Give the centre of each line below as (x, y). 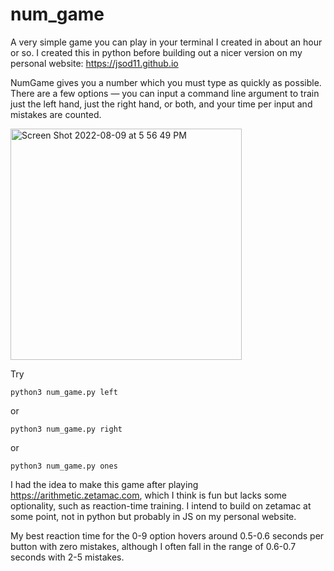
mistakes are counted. (56, 114)
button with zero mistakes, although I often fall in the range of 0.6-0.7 (153, 546)
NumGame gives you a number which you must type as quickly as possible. (166, 82)
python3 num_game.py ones (64, 466)
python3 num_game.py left (64, 392)
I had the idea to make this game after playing (104, 484)
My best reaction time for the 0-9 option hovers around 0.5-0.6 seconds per (167, 535)
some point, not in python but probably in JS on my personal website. (153, 516)
